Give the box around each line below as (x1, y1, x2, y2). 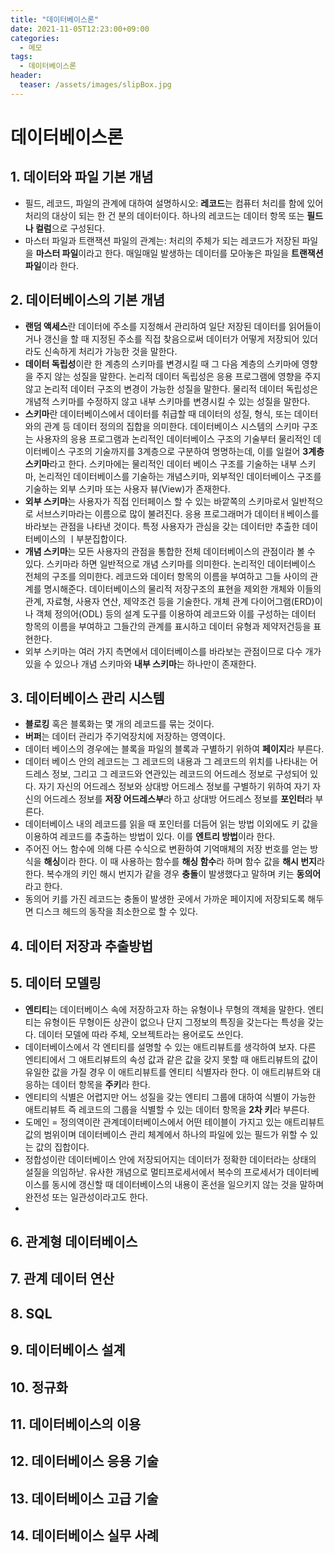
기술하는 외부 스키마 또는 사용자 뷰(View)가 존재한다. (24, 482, 231, 495)
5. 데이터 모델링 (10, 975, 102, 992)
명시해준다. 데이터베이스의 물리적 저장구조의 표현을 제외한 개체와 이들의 (43, 582, 322, 595)
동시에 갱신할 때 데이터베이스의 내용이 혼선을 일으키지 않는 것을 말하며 (51, 1178, 325, 1190)
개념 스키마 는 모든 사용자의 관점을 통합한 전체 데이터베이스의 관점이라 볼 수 (24, 545, 316, 557)
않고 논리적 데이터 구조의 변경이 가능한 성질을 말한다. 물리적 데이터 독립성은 (24, 382, 319, 395)
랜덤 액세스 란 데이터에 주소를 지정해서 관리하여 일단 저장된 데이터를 (24, 320, 287, 332)
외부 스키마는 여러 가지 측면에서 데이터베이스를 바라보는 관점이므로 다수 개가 (24, 645, 322, 657)
